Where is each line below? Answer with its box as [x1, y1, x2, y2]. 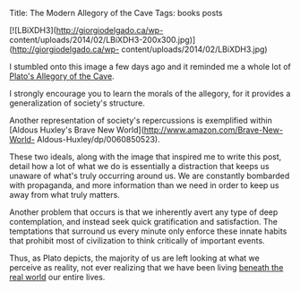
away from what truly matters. [9, 190, 121, 200]
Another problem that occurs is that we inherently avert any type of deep [9, 207, 279, 218]
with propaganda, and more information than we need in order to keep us [9, 180, 279, 191]
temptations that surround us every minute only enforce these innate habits [9, 226, 287, 236]
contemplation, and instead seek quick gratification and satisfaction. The [9, 217, 278, 227]
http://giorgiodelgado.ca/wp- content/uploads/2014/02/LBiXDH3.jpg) [12, 44, 268, 55]
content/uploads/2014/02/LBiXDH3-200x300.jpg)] [9, 35, 196, 45]
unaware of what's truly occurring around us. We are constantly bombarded [9, 170, 290, 181]
